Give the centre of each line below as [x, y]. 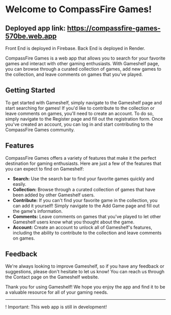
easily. [19, 184]
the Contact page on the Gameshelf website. [52, 277]
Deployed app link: [36, 28]
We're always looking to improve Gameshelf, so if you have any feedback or [85, 266]
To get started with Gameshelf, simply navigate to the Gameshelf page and [83, 102]
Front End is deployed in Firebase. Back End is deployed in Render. [75, 48]
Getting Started [30, 90]
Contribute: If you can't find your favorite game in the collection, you [85, 200]
